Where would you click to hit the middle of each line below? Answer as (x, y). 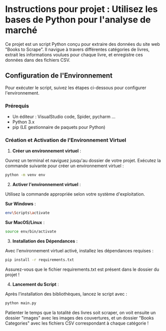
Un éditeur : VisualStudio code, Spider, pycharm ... (64, 117)
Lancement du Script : (36, 284)
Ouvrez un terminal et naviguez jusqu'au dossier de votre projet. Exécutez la (83, 161)
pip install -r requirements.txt (40, 260)
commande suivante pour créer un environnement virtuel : (64, 166)
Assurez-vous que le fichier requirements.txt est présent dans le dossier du (82, 269)
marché (21, 30)
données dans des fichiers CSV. (38, 60)
